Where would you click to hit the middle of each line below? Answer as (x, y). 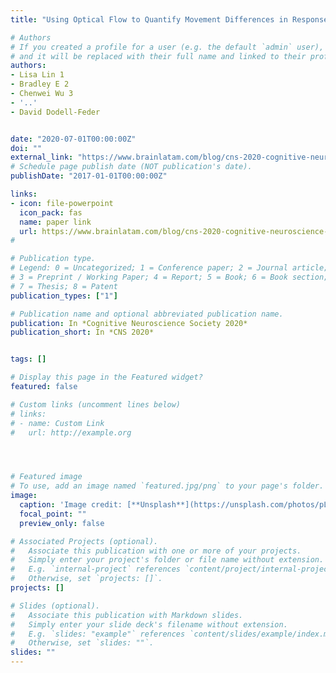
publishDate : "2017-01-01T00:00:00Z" (89, 176)
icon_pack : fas (51, 212)
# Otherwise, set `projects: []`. (86, 579)
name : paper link (55, 222)
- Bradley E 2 (40, 84)
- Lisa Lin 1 (37, 75)
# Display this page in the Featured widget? (106, 377)
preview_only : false (62, 523)
